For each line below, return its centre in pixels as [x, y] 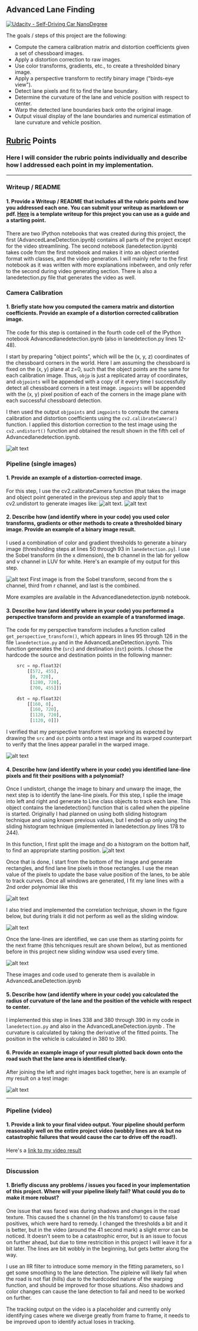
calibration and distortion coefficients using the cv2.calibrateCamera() [92, 418]
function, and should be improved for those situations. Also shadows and [95, 1285]
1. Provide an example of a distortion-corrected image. [74, 478]
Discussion [23, 1171]
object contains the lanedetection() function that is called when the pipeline [98, 808]
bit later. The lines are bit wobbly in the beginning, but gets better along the [97, 1248]
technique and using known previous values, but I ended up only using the [96, 820]
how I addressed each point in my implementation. [80, 165]
